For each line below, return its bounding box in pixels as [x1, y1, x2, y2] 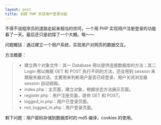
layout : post [5, 7, 32, 12]
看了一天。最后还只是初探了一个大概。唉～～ [5, 31, 95, 37]
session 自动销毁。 [24, 80, 62, 86]
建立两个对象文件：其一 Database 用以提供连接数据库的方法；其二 [24, 62, 157, 68]
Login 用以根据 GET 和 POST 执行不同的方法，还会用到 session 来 [24, 68, 156, 74]
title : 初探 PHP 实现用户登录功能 [5, 12, 67, 16]
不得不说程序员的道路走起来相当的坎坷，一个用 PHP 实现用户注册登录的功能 [5, 25, 157, 31]
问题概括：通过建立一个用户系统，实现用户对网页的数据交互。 [5, 42, 129, 47]
